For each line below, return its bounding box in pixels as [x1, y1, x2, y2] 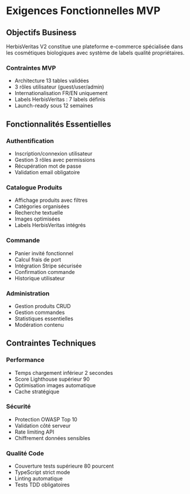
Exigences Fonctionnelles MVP [6, 4, 161, 18]
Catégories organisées [14, 203, 70, 210]
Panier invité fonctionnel [14, 249, 73, 256]
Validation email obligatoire [14, 168, 80, 175]
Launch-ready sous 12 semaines [14, 102, 93, 109]
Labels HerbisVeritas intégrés [14, 222, 86, 229]
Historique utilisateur [14, 275, 66, 282]
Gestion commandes [14, 309, 65, 316]
